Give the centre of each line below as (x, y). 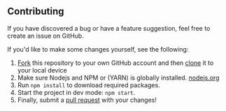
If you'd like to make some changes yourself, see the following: (98, 49)
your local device (42, 70)
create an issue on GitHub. (45, 36)
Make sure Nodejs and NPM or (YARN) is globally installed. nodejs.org (118, 77)
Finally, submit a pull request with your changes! (87, 100)
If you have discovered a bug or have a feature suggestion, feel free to (109, 28)
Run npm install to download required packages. (89, 85)
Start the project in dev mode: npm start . (76, 92)
